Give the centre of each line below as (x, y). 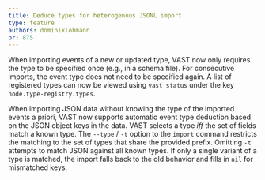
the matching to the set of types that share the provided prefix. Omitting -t (130, 142)
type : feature (32, 23)
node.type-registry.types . (52, 94)
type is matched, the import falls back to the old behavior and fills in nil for (131, 159)
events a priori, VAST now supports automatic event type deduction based (130, 117)
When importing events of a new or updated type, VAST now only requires (129, 60)
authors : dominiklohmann (49, 30)
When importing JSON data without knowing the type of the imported (121, 109)
